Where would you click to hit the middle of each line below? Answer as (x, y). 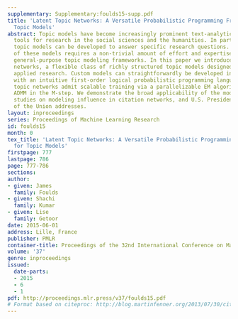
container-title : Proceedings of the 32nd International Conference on (115, 245)
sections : (22, 172)
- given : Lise (28, 212)
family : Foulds (36, 193)
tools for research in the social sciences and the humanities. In (115, 40)
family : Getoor (36, 219)
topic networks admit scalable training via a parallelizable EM (112, 87)
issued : (19, 265)
